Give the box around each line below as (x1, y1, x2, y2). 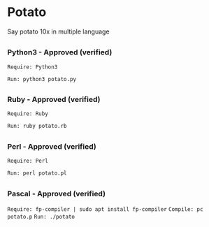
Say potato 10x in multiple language (7, 27, 110, 36)
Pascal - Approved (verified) (7, 189, 106, 198)
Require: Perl (7, 158, 49, 165)
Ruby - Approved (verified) (7, 95, 101, 105)
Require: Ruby (7, 110, 49, 117)
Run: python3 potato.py (7, 75, 77, 82)
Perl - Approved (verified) (7, 141, 96, 151)
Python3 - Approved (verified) (7, 47, 113, 57)
